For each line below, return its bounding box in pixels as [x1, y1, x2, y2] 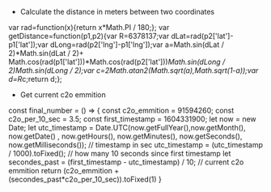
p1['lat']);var [8, 40, 49, 49]
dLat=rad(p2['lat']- [171, 32, 234, 41]
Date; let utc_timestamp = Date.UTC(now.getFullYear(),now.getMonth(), [8, 123, 246, 132]
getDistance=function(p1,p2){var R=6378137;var [8, 32, 170, 41]
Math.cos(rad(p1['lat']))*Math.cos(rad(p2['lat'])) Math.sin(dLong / [8, 57, 226, 66]
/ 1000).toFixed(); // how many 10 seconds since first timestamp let [8, 149, 231, 158]
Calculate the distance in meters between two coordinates [19, 7, 215, 16]
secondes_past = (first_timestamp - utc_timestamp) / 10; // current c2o [8, 157, 244, 167]
